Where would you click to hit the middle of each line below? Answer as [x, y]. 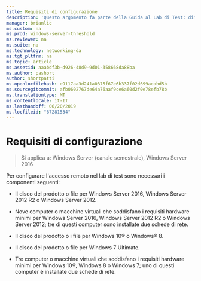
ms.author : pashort [31, 73]
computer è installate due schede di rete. [66, 272]
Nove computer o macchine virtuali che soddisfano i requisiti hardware [102, 212]
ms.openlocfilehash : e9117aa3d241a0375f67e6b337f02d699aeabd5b [87, 84]
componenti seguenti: [33, 182]
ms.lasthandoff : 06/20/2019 [41, 106]
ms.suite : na [22, 45]
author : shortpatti [31, 78]
